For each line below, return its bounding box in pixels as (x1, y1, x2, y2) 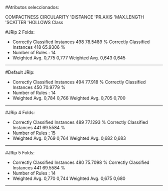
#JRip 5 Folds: (5, 150, 35, 155)
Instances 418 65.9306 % (12, 44, 65, 50)
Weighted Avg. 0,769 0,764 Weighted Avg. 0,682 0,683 (12, 135, 126, 141)
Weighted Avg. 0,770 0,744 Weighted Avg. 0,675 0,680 (12, 175, 126, 181)
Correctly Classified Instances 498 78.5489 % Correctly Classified (12, 39, 150, 45)
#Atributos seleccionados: (5, 5, 59, 10)
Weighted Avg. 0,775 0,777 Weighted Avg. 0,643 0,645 (12, 55, 126, 61)
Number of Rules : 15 (12, 130, 56, 136)
